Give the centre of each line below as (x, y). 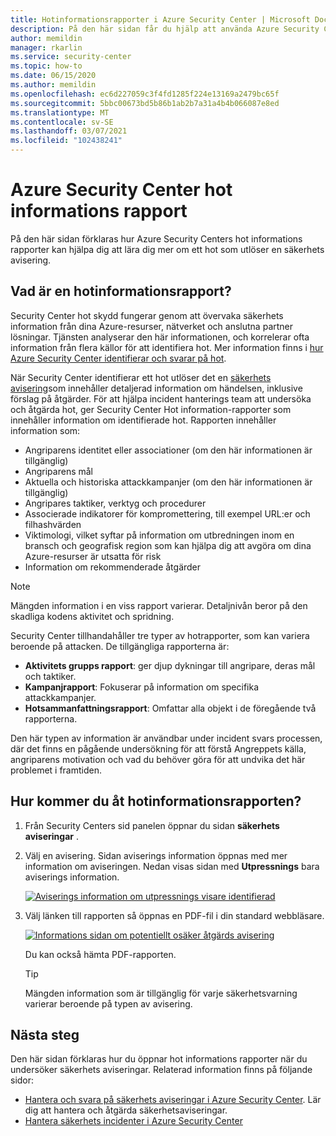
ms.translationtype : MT (60, 112)
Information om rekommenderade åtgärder (113, 567)
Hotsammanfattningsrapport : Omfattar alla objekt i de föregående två (170, 708)
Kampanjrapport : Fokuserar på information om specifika (142, 687)
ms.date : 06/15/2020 (53, 76)
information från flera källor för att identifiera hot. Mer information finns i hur (167, 347)
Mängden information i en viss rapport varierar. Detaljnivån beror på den (159, 605)
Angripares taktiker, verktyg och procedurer (115, 503)
